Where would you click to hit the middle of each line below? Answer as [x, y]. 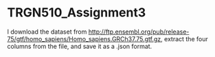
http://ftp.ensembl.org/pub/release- [139, 32]
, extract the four [184, 38]
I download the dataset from [47, 32]
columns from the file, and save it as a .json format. [80, 46]
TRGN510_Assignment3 [77, 13]
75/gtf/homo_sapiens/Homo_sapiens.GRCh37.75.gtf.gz [84, 38]
